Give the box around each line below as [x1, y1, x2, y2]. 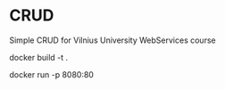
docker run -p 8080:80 [9, 69, 94, 80]
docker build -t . [9, 52, 69, 62]
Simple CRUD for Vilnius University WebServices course [9, 35, 216, 45]
